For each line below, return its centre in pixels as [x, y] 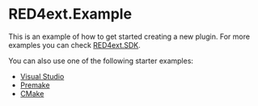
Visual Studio [42, 76]
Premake [35, 85]
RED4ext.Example [70, 14]
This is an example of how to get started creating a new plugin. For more [129, 36]
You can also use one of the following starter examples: [101, 61]
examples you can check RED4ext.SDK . [75, 45]
